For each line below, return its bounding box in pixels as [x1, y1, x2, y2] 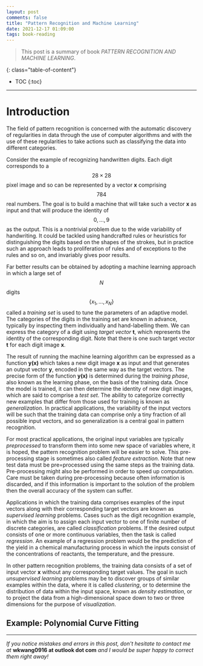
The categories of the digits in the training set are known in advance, [6, 315, 178, 322]
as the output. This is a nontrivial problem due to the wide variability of [6, 225, 182, 233]
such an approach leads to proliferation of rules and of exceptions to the [6, 245, 187, 252]
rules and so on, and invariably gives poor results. [6, 251, 130, 259]
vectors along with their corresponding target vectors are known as [6, 505, 174, 512]
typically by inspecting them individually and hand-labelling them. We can [6, 322, 190, 329]
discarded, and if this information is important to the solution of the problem [6, 480, 195, 488]
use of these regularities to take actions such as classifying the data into [6, 138, 187, 145]
